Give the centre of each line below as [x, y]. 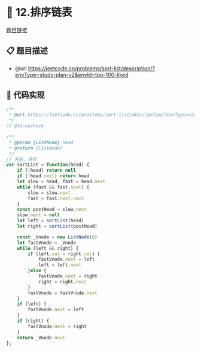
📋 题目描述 [27, 51]
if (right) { [33, 321]
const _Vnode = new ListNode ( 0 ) [57, 237]
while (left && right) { [48, 248]
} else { [37, 271]
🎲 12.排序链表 [39, 12]
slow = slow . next [49, 193]
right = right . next [62, 282]
